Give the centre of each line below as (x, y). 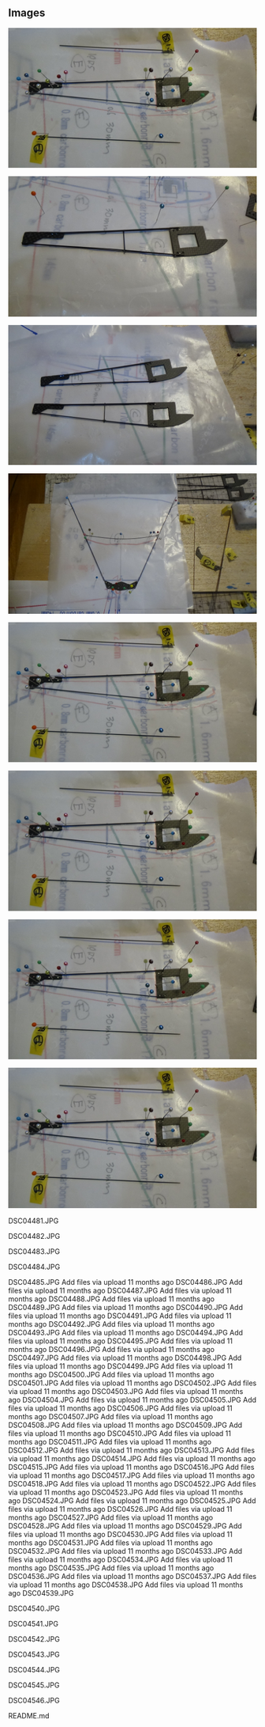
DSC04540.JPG (34, 1608)
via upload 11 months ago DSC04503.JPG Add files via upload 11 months (126, 1391)
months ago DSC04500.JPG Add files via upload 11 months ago (111, 1374)
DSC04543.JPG (34, 1654)
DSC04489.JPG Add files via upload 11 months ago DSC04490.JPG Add (125, 1307)
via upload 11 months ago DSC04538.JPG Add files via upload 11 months (126, 1585)
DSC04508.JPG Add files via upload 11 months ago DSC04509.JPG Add (125, 1425)
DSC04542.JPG (34, 1639)
